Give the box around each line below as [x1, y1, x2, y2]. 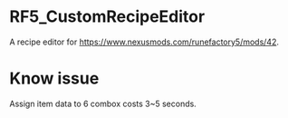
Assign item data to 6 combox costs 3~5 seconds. [9, 98, 197, 109]
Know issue [9, 68, 100, 89]
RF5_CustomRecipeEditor [9, 6, 206, 27]
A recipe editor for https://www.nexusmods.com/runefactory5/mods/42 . [9, 36, 279, 47]
